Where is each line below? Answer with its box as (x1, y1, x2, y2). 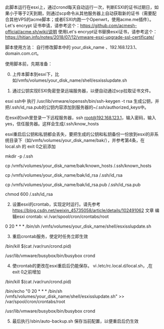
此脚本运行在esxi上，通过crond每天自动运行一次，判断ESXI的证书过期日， (5, 4, 155, 10)
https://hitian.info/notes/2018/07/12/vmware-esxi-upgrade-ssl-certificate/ (5, 34, 154, 40)
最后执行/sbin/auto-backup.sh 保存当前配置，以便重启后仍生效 (12, 318, 139, 324)
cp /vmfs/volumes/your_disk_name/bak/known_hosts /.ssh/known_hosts (5, 163, 152, 168)
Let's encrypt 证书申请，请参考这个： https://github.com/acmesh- (5, 23, 137, 28)
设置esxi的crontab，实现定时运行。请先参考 (12, 201, 101, 207)
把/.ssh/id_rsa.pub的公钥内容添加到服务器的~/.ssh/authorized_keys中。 (5, 104, 149, 110)
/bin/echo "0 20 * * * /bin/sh (5, 288, 63, 294)
